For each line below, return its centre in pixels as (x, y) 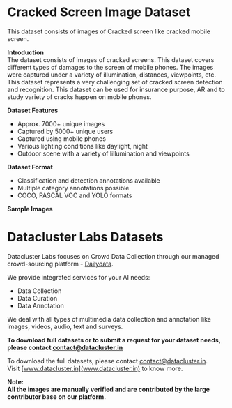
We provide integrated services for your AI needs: (79, 277)
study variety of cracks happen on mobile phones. (79, 97)
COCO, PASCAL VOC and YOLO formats (75, 195)
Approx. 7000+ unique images (61, 123)
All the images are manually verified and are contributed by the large (109, 389)
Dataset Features (32, 110)
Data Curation (37, 298)
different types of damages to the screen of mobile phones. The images (110, 67)
